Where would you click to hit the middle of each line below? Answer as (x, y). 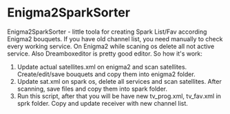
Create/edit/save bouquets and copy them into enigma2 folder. (106, 74)
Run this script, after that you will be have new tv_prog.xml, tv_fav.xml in (119, 96)
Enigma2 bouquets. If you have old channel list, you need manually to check (115, 38)
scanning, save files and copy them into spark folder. (92, 89)
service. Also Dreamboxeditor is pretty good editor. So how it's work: (105, 54)
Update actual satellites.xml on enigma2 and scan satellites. (102, 67)
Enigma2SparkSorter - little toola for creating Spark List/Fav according (107, 32)
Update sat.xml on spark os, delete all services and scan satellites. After (119, 81)
